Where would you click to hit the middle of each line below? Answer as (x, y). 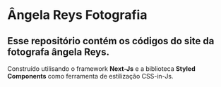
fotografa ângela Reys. (58, 52)
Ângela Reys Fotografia (77, 15)
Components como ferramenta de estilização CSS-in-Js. (90, 76)
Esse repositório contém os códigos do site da (111, 41)
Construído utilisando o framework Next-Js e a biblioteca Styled (101, 69)
